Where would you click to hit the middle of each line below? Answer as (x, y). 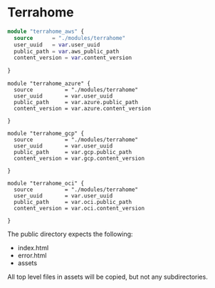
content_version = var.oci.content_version (79, 209)
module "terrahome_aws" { (46, 31)
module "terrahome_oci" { (46, 184)
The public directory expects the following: (70, 234)
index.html (33, 248)
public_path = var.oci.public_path (73, 202)
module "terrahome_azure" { (49, 84)
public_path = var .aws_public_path (67, 51)
